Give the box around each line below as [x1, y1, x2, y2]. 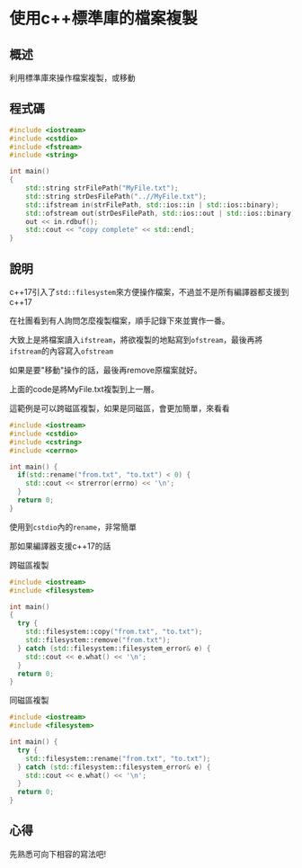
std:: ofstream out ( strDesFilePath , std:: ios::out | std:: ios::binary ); [25, 209, 299, 218]
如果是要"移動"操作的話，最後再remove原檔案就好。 [9, 365, 202, 375]
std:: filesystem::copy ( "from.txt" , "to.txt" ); [25, 627, 203, 637]
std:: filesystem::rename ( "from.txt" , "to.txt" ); [25, 754, 211, 763]
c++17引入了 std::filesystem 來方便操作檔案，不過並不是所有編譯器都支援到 [9, 287, 289, 297]
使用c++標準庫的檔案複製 [9, 8, 198, 29]
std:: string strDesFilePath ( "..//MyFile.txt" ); [25, 192, 207, 201]
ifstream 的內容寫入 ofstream [9, 345, 114, 356]
